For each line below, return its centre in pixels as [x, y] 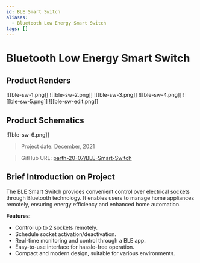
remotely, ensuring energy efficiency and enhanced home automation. [93, 204]
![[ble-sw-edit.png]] [74, 101]
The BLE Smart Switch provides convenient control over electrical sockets [98, 191]
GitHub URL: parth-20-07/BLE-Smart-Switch [76, 158]
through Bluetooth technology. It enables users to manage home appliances [100, 198]
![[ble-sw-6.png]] [28, 135]
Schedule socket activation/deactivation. [65, 234]
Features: [19, 216]
